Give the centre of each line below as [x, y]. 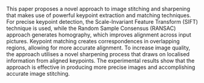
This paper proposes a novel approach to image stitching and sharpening [98, 9]
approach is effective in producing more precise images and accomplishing [101, 67]
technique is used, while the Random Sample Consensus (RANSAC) [91, 28]
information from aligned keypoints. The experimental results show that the [100, 61]
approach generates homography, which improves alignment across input [99, 35]
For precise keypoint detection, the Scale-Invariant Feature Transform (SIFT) [102, 22]
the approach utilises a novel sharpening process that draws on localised [98, 54]
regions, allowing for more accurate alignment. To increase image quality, [98, 48]
